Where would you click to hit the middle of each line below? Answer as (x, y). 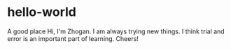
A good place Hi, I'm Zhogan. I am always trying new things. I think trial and (116, 31)
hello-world (42, 12)
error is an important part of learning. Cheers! (73, 38)
